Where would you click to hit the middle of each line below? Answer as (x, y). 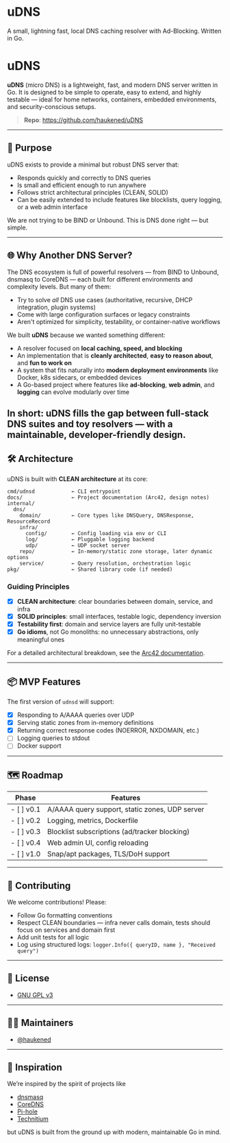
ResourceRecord (29, 521)
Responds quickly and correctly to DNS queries (84, 177)
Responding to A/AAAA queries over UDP (76, 715)
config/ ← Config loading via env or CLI (96, 533)
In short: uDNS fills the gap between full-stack (108, 413)
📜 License (28, 978)
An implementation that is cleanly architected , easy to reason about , (115, 355)
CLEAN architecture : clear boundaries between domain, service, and (115, 601)
